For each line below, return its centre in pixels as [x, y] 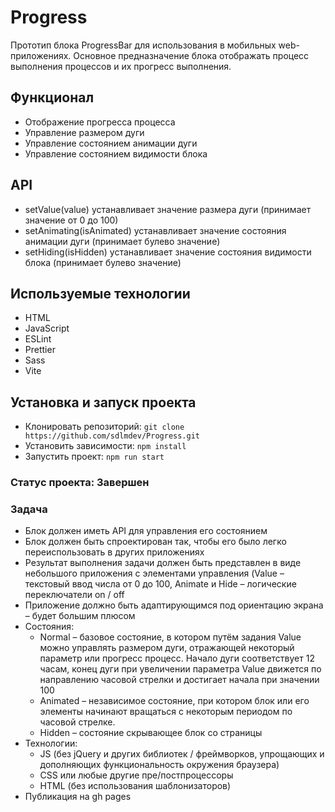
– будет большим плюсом [80, 616]
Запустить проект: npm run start [94, 457]
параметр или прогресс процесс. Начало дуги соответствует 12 [177, 658]
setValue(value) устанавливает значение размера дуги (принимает [168, 209]
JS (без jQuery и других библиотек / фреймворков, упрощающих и [182, 754]
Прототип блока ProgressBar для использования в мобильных [143, 45]
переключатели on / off [74, 595]
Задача [29, 509]
